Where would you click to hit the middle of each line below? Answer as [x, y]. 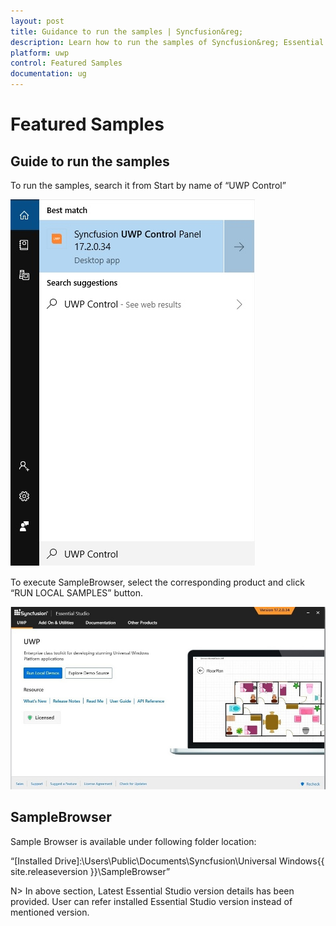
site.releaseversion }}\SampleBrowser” [90, 871]
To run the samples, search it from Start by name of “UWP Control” [148, 185]
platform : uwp [40, 53]
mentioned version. [50, 912]
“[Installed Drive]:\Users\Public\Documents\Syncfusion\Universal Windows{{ [167, 861]
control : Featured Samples [66, 63]
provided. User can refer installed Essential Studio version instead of [151, 901]
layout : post [37, 21]
